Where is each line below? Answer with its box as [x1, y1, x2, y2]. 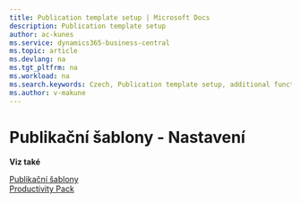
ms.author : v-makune [9, 88, 87, 97]
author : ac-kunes [9, 30, 74, 39]
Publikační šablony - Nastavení [9, 127, 245, 147]
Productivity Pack [9, 183, 74, 194]
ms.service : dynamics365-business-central [9, 38, 170, 48]
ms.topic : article [9, 47, 78, 56]
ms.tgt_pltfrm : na [9, 64, 78, 73]
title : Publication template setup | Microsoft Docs [9, 13, 211, 22]
